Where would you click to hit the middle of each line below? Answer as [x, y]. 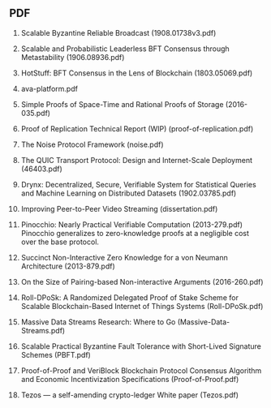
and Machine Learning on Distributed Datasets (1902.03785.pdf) [129, 193]
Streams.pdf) [43, 330]
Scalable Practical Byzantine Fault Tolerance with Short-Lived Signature [141, 346]
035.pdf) [36, 113]
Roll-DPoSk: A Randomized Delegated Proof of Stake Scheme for [129, 297]
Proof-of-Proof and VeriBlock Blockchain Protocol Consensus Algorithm [141, 370]
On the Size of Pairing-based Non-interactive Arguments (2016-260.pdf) [142, 281]
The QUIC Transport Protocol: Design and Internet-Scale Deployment [136, 160]
